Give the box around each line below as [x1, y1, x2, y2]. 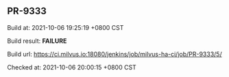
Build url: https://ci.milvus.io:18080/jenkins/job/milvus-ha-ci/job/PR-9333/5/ [7, 50, 222, 58]
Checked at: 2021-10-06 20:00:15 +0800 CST [7, 63, 137, 71]
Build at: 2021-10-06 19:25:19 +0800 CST [7, 23, 124, 31]
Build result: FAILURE [7, 37, 67, 45]
